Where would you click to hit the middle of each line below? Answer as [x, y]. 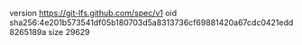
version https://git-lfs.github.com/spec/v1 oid [93, 13]
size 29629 [69, 32]
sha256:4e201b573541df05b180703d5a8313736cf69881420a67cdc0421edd [151, 22]
